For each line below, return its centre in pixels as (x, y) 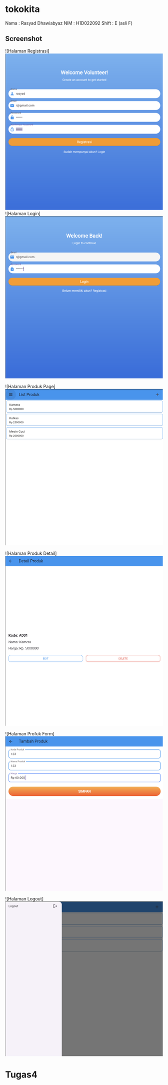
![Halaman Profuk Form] (30, 734)
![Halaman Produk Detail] (31, 553)
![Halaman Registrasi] (27, 51)
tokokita (22, 9)
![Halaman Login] (23, 214)
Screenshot (24, 39)
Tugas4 (21, 1074)
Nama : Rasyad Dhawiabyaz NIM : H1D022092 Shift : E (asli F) (69, 23)
